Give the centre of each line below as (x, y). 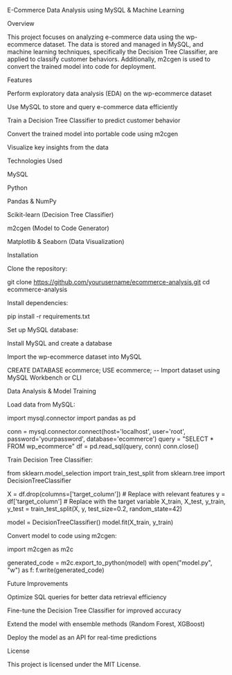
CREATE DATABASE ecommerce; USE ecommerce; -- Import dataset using (114, 370)
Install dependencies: (38, 303)
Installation (23, 255)
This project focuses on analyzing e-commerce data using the (96, 37)
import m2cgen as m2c (41, 549)
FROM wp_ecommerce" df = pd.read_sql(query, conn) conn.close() (103, 446)
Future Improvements (38, 584)
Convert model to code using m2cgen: (62, 536)
